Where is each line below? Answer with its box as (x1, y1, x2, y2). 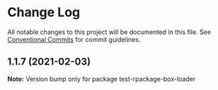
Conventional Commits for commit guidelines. (7, 35, 141, 43)
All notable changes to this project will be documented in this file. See (7, 28, 212, 36)
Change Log (7, 4, 80, 21)
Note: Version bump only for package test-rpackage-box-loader (7, 74, 196, 83)
